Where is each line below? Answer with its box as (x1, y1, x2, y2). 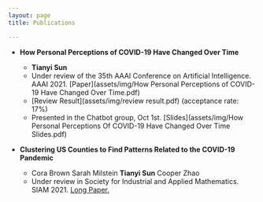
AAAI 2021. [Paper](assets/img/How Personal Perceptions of (31, 79, 229, 89)
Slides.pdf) (31, 129, 67, 138)
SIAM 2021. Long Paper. (31, 185, 110, 194)
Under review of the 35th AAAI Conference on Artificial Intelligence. (31, 71, 252, 80)
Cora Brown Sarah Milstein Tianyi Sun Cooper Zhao (31, 168, 200, 178)
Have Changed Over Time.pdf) (40, 87, 140, 97)
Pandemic (19, 152, 54, 162)
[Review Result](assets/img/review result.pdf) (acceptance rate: (31, 96, 239, 105)
